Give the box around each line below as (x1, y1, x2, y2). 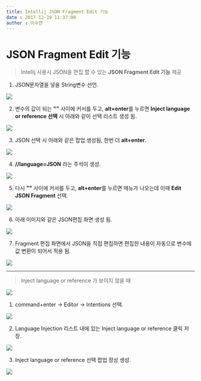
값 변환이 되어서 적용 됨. (14, 247, 71, 255)
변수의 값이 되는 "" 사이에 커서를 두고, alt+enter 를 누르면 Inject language (14, 105, 190, 113)
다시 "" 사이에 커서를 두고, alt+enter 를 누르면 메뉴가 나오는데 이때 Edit (14, 185, 181, 192)
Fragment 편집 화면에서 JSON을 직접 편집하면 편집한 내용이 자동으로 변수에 (14, 240, 192, 247)
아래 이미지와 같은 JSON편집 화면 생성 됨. (14, 216, 112, 223)
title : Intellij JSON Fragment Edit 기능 (6, 8, 109, 15)
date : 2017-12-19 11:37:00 (6, 14, 77, 20)
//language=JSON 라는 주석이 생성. (14, 161, 101, 168)
